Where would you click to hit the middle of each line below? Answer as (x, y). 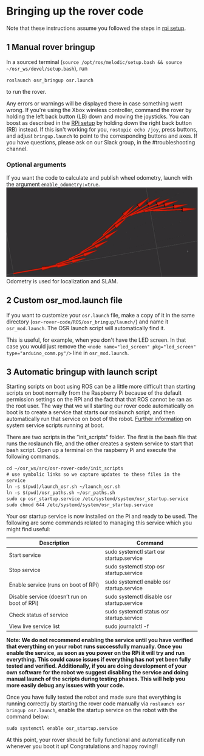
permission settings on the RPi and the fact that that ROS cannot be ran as (99, 400)
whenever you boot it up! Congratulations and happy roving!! (82, 746)
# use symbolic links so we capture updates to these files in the (93, 475)
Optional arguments (36, 164)
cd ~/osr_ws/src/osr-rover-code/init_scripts (65, 468)
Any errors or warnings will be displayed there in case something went (94, 103)
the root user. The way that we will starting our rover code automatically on (100, 406)
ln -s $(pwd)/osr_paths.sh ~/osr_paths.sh (61, 493)
